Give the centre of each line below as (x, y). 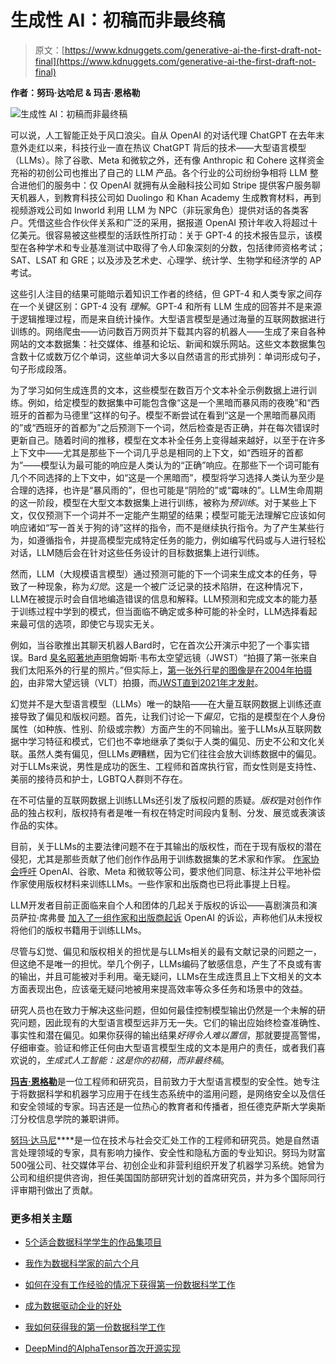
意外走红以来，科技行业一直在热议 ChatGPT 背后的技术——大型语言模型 (158, 147)
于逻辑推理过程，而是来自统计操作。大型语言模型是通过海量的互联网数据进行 (168, 318)
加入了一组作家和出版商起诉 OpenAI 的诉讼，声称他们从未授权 (195, 917)
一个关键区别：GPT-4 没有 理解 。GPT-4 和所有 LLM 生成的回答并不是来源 (170, 306)
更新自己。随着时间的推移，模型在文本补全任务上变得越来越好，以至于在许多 (168, 440)
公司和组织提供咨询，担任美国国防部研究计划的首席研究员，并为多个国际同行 (168, 1177)
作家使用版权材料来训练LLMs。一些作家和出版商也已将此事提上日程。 (153, 883)
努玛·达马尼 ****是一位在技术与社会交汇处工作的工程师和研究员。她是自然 (161, 1140)
